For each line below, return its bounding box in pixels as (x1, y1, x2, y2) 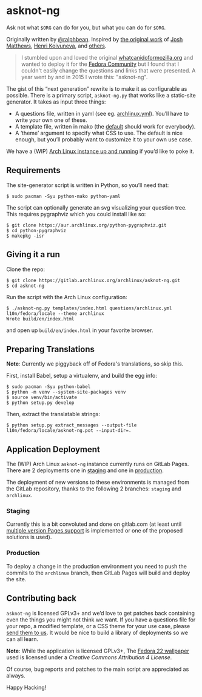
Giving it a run (6, 249, 61, 260)
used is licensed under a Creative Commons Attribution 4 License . (6, 653, 172, 661)
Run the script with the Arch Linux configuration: (6, 293, 127, 300)
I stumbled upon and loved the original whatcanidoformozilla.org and (21, 54, 194, 61)
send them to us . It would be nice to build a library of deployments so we (6, 629, 188, 636)
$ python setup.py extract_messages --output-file (6, 422, 137, 428)
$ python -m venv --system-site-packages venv (6, 389, 126, 395)
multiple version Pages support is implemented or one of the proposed (6, 527, 183, 534)
